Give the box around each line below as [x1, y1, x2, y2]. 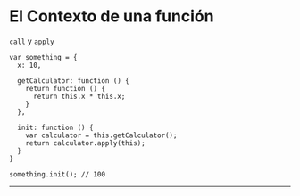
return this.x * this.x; [32, 92, 126, 101]
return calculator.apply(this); [25, 138, 146, 148]
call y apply [9, 36, 55, 46]
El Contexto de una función [9, 6, 214, 27]
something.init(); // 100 [9, 169, 105, 179]
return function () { [25, 84, 105, 93]
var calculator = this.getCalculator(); [25, 131, 178, 140]
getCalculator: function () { [17, 76, 129, 86]
